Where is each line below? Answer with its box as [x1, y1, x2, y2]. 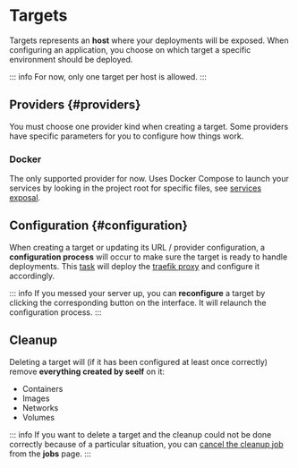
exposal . [9, 192, 41, 203]
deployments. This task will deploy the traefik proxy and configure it [9, 260, 260, 271]
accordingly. [9, 270, 55, 281]
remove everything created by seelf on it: [9, 366, 166, 377]
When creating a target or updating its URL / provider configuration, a [9, 242, 266, 252]
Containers [21, 383, 64, 394]
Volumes [21, 412, 55, 422]
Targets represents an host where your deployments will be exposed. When [9, 35, 289, 46]
